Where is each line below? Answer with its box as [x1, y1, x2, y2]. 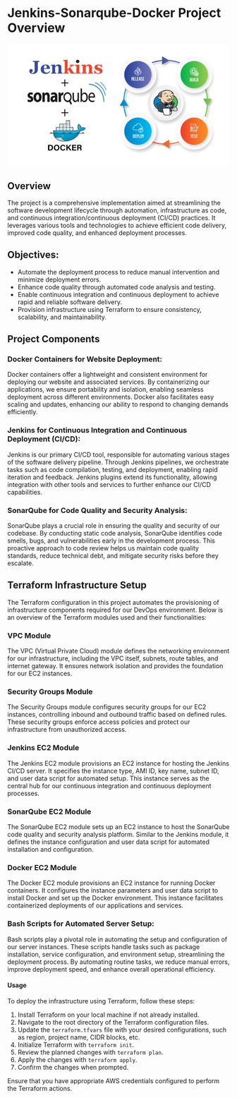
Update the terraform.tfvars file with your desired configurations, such [17, 1025, 227, 1034]
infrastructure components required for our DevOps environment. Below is [7, 605, 224, 614]
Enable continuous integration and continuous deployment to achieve [17, 290, 219, 298]
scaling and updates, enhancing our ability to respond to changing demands [7, 400, 229, 409]
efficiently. [7, 408, 38, 416]
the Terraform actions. [7, 1084, 73, 1092]
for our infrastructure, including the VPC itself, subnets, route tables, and [7, 654, 219, 663]
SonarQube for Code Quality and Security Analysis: [7, 505, 188, 515]
